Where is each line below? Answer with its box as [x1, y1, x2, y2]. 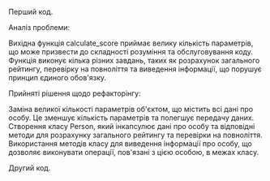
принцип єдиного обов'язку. [8, 73, 107, 82]
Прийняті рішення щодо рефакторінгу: [8, 88, 141, 98]
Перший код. [8, 7, 54, 16]
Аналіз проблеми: [8, 23, 71, 32]
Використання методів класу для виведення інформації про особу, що [8, 139, 253, 149]
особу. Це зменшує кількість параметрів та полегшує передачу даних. [8, 113, 255, 123]
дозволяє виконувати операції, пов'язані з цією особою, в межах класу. [8, 148, 259, 157]
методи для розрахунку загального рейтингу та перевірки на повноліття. [8, 130, 264, 140]
